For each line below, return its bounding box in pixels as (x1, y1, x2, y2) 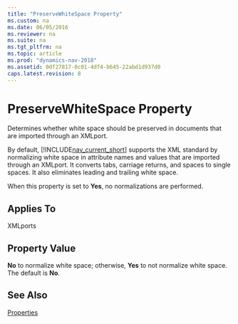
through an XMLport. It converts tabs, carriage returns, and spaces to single (7, 161, 232, 169)
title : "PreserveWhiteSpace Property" (7, 10, 123, 18)
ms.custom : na (7, 17, 50, 24)
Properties (7, 308, 38, 317)
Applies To (7, 202, 56, 214)
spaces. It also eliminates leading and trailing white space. (7, 168, 179, 177)
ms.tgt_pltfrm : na (7, 43, 62, 51)
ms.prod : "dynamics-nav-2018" (7, 57, 98, 64)
